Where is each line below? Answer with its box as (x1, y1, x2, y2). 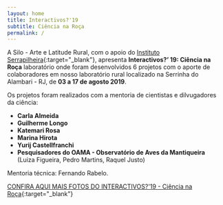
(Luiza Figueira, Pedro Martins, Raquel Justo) (17, 156, 146, 164)
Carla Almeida (17, 112, 59, 120)
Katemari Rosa (17, 126, 61, 135)
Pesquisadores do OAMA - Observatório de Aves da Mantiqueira (17, 148, 205, 157)
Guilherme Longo (17, 119, 68, 128)
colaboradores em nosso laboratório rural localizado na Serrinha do (7, 70, 199, 79)
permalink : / (7, 29, 45, 37)
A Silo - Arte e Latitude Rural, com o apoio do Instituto (7, 48, 160, 57)
